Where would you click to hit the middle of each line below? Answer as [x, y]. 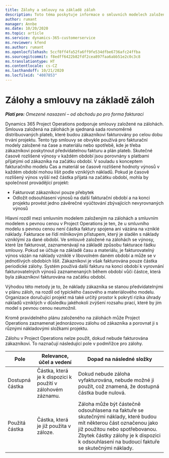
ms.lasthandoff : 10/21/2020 [35, 71]
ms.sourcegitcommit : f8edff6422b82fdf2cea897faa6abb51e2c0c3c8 [73, 57]
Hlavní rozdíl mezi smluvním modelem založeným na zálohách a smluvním [82, 218]
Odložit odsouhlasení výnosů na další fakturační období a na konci [81, 198]
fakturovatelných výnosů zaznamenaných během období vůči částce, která [83, 271]
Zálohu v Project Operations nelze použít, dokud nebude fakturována [77, 338]
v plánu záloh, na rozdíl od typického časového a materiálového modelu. [80, 292]
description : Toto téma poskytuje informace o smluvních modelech [76, 15]
